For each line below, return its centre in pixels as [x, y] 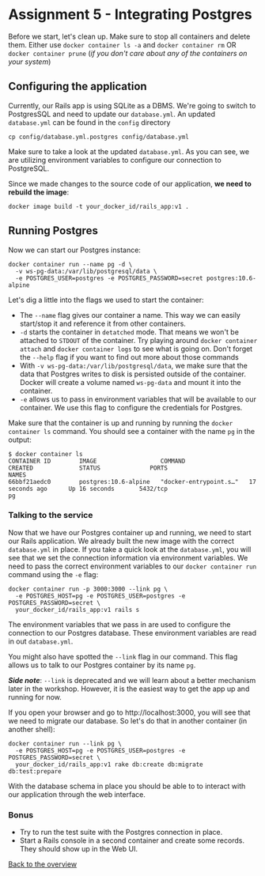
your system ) [30, 62]
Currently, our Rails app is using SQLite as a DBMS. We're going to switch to [132, 105]
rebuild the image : [39, 192]
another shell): [32, 729]
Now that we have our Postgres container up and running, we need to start [130, 532]
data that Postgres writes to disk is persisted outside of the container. [133, 374]
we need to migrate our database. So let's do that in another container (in [128, 720]
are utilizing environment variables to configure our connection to [115, 160]
